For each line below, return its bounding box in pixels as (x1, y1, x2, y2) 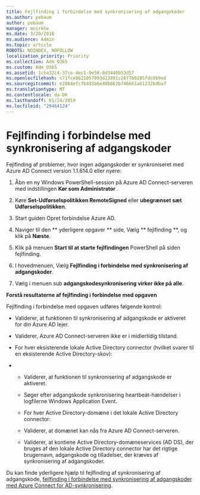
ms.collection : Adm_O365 (6, 58, 68, 64)
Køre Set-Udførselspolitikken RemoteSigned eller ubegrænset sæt (14, 197, 182, 204)
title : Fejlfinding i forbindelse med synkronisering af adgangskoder (6, 8, 185, 15)
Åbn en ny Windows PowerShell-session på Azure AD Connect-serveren (14, 179, 193, 186)
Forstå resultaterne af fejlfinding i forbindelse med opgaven (6, 292, 157, 299)
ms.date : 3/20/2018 (6, 31, 55, 37)
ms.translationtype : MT (6, 86, 65, 92)
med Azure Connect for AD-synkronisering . (6, 482, 113, 489)
